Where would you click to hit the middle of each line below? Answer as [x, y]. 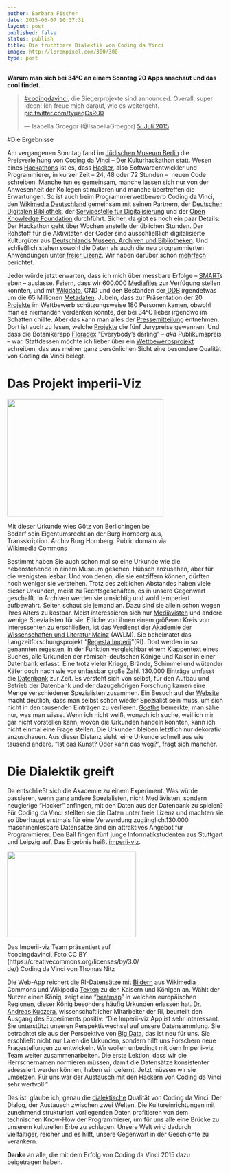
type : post [23, 58]
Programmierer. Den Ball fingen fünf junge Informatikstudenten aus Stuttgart [115, 834]
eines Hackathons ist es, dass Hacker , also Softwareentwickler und [102, 167]
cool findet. [24, 85]
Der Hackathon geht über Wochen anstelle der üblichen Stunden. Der [105, 226]
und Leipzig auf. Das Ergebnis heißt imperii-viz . [74, 841]
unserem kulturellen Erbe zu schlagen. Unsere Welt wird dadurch [99, 1126]
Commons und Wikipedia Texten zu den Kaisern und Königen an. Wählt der [113, 989]
